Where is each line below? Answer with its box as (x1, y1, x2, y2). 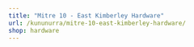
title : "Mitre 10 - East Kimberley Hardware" (8, 11, 164, 20)
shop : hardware (8, 26, 60, 34)
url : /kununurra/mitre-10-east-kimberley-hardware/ (8, 19, 186, 27)
